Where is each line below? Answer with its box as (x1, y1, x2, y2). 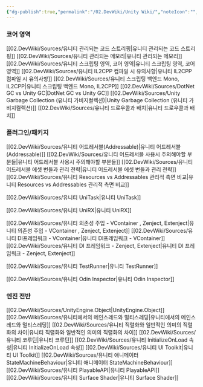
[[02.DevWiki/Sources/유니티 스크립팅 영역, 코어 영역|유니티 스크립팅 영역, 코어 (6, 60, 195, 67)
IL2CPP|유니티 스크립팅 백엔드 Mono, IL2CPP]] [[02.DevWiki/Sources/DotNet (6, 82, 195, 89)
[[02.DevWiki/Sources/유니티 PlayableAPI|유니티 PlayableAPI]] (6, 366, 160, 374)
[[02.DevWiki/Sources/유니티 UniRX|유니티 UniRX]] (6, 207, 132, 214)
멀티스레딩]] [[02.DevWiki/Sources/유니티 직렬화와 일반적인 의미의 (22, 321, 182, 328)
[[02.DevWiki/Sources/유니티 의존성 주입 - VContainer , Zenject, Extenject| (6, 220, 190, 227)
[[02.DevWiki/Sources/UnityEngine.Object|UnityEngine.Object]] (6, 306, 165, 313)
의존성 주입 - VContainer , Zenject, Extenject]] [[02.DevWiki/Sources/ (17, 227, 188, 235)
